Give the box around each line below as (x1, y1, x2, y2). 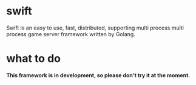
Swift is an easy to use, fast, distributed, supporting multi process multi (6, 24, 184, 31)
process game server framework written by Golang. (6, 30, 135, 37)
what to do (6, 52, 61, 66)
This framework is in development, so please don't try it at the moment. (6, 71, 191, 79)
